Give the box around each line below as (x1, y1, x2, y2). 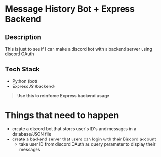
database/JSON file (12, 131, 52, 137)
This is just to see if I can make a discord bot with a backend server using (5, 46, 152, 52)
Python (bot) (12, 78, 38, 84)
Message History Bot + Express (5, 3, 135, 15)
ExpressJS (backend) (12, 83, 55, 89)
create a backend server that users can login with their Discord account (12, 136, 156, 142)
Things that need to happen (5, 110, 119, 121)
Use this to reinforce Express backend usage (17, 92, 109, 98)
